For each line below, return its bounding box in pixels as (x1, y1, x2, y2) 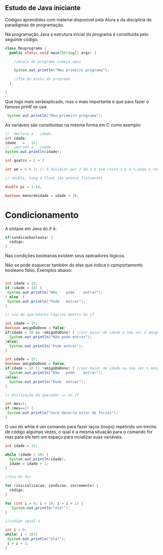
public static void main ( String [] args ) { (9, 50, 97, 55)
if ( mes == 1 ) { (5, 406, 34, 411)
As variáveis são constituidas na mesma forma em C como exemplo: (5, 122, 142, 128)
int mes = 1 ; (5, 401, 27, 407)
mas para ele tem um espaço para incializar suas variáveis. (5, 434, 123, 440)
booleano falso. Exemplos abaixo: (5, 267, 72, 273)
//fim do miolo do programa (14, 77, 70, 82)
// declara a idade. (5, 131, 53, 136)
